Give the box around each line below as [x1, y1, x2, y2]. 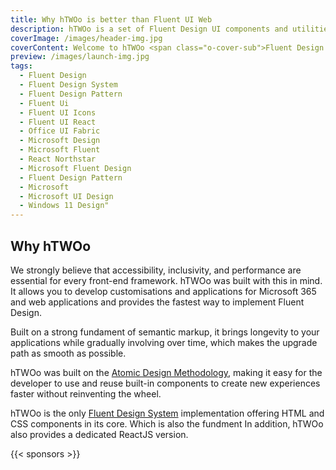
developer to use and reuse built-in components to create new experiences [10, 377, 321, 389]
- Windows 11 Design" [19, 201, 110, 211]
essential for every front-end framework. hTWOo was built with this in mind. [10, 274, 323, 286]
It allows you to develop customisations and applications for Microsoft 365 [10, 285, 317, 297]
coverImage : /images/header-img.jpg [10, 33, 163, 43]
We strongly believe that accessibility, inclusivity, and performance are [10, 264, 302, 276]
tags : [10, 61, 33, 71]
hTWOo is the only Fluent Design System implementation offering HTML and [10, 407, 325, 419]
